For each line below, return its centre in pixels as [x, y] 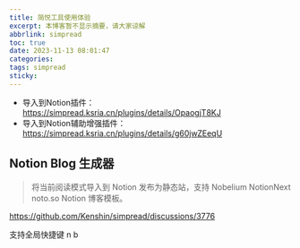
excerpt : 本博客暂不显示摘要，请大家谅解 [77, 26]
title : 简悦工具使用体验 [50, 17]
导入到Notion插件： [58, 102]
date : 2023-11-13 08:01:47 [60, 51]
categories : [31, 59]
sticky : [24, 76]
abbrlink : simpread [46, 34]
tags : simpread [38, 68]
